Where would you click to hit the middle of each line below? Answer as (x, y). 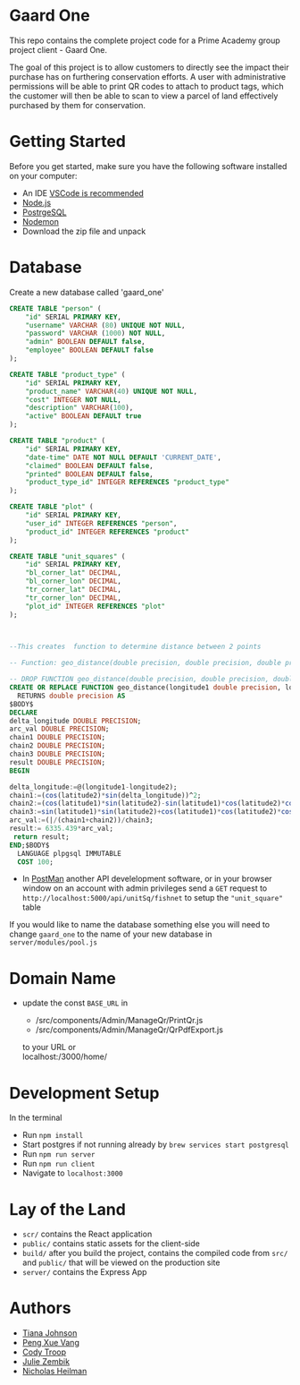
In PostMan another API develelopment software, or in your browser (147, 879)
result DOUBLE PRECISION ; (57, 762)
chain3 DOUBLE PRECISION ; (57, 754)
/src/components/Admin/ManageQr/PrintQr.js (119, 1021)
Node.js (37, 202)
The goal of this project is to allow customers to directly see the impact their (149, 67)
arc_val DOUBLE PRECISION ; (59, 729)
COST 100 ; (35, 862)
